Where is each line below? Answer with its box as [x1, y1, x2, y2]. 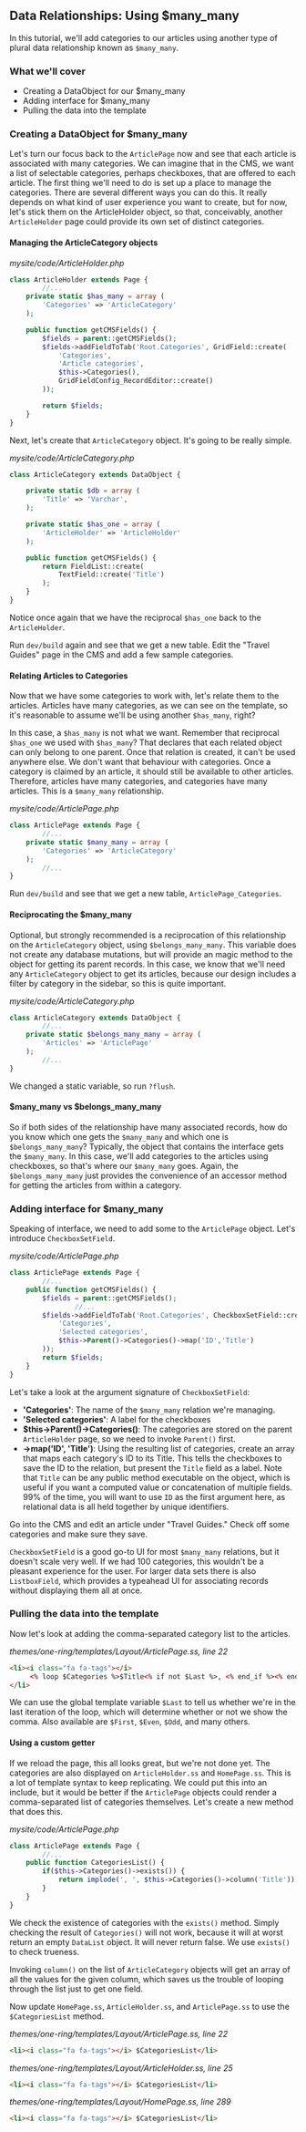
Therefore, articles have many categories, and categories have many [9, 776, 268, 787]
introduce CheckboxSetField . [9, 1233, 116, 1244]
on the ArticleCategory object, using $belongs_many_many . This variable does [9, 939, 297, 950]
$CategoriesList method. [9, 2011, 105, 2022]
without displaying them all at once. [9, 1585, 143, 1596]
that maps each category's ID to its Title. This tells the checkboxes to [22, 1453, 282, 1464]
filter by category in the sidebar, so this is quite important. [9, 978, 227, 988]
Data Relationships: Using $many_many [9, 8, 240, 24]
